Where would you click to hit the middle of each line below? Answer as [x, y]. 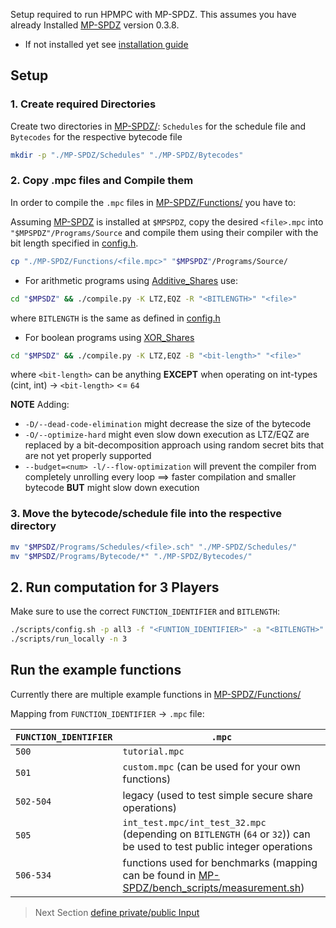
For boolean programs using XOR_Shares [109, 337]
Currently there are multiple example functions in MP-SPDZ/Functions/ [156, 694]
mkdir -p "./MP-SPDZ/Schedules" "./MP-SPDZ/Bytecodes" [127, 155]
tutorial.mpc [153, 751]
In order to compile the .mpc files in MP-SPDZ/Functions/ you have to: [153, 202]
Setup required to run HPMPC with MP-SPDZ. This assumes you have [153, 14]
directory [33, 526]
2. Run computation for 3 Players [115, 587]
